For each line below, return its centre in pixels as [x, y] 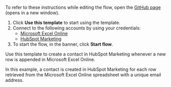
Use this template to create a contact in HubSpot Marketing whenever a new [86, 54]
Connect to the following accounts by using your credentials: [77, 28]
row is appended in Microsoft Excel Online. [50, 60]
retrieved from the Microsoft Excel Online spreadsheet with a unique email [83, 75]
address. [15, 80]
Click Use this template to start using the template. [66, 23]
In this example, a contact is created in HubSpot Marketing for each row [81, 69]
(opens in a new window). [32, 13]
